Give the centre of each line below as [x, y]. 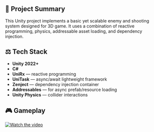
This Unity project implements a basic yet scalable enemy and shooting [77, 21]
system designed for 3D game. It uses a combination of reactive [70, 26]
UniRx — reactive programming [44, 74]
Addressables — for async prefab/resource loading [64, 89]
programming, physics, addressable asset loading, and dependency [74, 31]
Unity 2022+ [26, 64]
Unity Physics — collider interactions [50, 95]
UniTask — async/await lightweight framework [60, 79]
